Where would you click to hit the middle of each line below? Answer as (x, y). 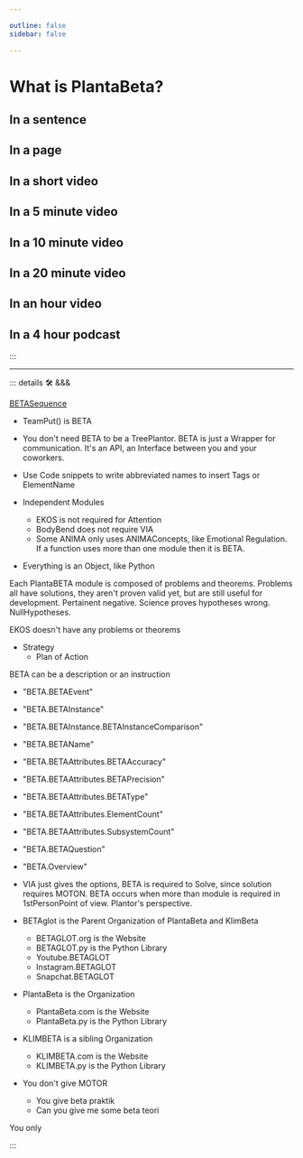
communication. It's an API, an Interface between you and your (139, 449)
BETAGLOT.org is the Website (91, 939)
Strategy (38, 647)
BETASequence (38, 403)
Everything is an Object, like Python (88, 566)
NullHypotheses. (40, 612)
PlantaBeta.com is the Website (92, 1012)
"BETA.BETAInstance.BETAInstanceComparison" (113, 727)
